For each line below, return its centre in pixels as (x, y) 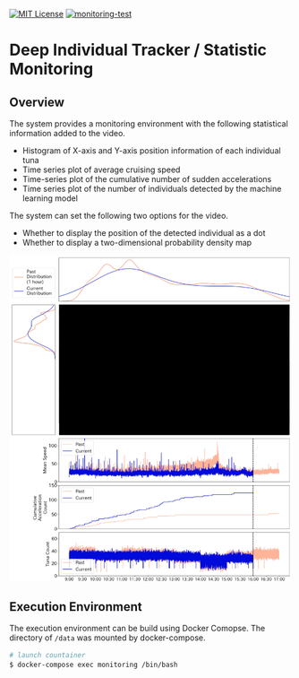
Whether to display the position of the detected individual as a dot (144, 233)
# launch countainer (48, 656)
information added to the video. (67, 133)
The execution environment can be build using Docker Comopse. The (137, 629)
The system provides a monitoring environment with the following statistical (149, 124)
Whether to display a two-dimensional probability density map (137, 243)
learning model (50, 198)
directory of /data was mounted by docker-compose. (107, 638)
